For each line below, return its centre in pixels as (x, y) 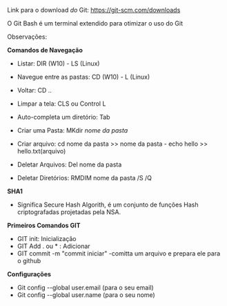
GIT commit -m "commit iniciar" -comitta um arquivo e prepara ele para (119, 254)
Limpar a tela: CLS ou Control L (61, 104)
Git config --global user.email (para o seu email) (85, 287)
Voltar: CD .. (34, 90)
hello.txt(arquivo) (41, 151)
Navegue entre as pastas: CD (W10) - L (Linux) (83, 77)
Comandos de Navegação (45, 50)
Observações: (27, 37)
